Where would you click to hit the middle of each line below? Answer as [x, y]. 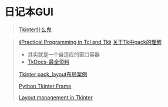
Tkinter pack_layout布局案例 [53, 74]
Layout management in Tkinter [56, 97]
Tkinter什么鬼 [35, 29]
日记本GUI [29, 12]
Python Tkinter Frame [45, 86]
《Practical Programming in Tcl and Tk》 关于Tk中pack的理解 [90, 42]
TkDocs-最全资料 [48, 62]
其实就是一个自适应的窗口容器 [63, 54]
